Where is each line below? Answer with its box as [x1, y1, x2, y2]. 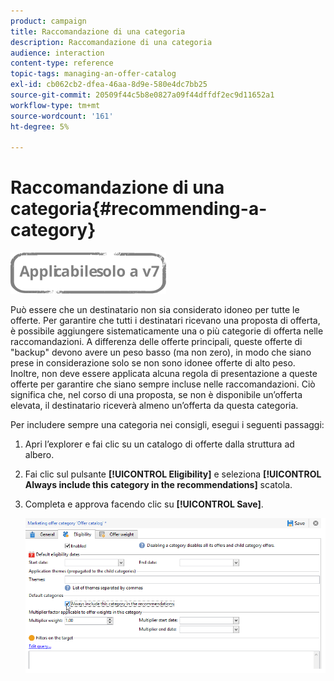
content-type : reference [10, 58, 114, 69]
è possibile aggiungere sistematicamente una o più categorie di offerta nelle [10, 325, 324, 337]
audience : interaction [10, 48, 105, 58]
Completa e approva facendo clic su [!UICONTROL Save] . [24, 498, 264, 510]
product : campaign [10, 16, 87, 26]
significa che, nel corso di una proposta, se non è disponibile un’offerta [10, 389, 303, 401]
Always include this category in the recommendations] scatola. [24, 479, 293, 491]
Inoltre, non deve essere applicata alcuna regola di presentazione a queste [10, 368, 318, 380]
